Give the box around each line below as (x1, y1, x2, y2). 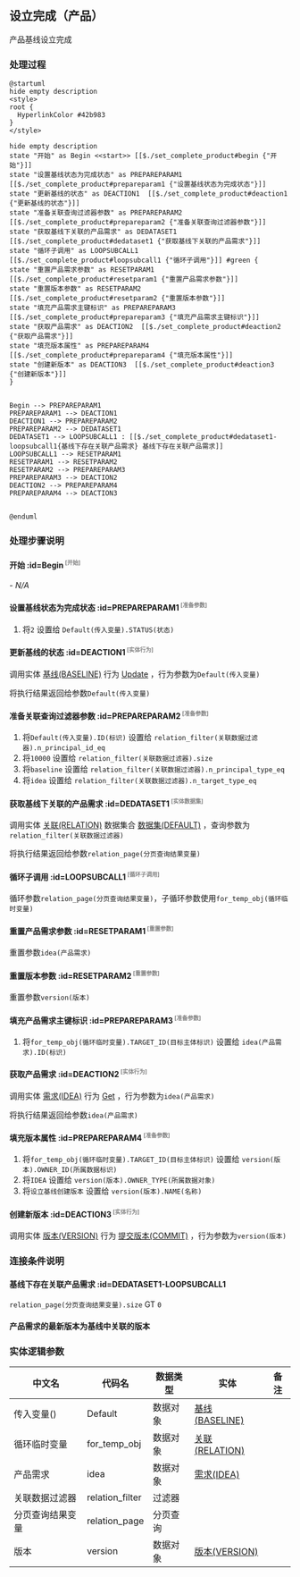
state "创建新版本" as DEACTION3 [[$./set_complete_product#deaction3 (9, 360, 275, 369)
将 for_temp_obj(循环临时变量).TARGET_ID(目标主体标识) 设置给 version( (21, 1154, 274, 1165)
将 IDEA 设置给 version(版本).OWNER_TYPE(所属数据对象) (21, 1175, 216, 1185)
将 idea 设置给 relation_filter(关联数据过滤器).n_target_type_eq (21, 775, 257, 786)
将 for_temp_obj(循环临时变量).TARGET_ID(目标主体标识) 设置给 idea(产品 (21, 1036, 276, 1047)
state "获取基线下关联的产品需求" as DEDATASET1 (9, 227, 178, 237)
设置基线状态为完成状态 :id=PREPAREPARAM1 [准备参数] (9, 602, 208, 613)
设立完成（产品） (9, 8, 104, 24)
